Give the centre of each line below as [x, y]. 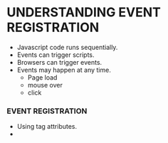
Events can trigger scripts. [56, 55]
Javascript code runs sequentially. [67, 47]
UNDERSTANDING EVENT [84, 12]
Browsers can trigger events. [59, 62]
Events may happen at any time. [64, 70]
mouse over [45, 85]
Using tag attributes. [47, 127]
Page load [42, 77]
